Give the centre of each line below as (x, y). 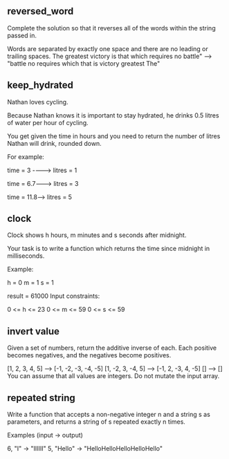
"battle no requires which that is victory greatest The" (84, 63)
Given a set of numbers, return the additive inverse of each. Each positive (112, 348)
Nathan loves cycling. (38, 102)
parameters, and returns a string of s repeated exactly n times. (96, 422)
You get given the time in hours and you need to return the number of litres (114, 136)
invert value (34, 331)
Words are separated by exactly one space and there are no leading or (108, 48)
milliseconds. (26, 256)
